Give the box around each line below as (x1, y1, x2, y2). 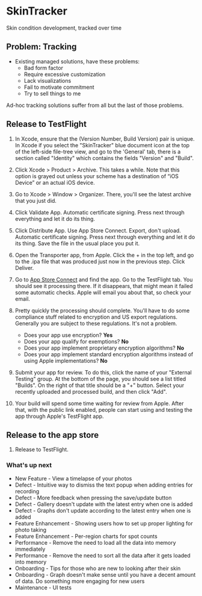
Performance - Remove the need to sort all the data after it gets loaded (14, 551, 191, 559)
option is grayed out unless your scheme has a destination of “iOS (14, 172, 179, 179)
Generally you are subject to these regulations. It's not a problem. (14, 319, 177, 327)
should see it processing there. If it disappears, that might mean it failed (14, 282, 194, 289)
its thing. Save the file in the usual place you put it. (14, 240, 140, 247)
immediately (14, 545, 46, 553)
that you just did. (14, 197, 57, 204)
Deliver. (14, 264, 34, 271)
